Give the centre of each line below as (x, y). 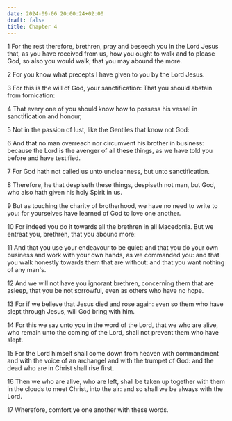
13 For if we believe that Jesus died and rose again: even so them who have (115, 304)
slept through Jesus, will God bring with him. (71, 312)
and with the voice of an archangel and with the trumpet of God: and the (110, 361)
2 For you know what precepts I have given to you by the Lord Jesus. (106, 74)
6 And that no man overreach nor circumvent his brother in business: (106, 143)
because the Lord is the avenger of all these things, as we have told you (110, 151)
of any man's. (27, 270)
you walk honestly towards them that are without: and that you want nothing (116, 262)
